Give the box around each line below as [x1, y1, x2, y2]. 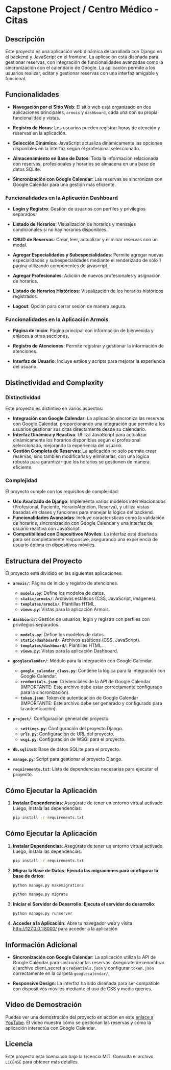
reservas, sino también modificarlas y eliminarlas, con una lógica [12, 453, 150, 459]
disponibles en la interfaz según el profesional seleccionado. [12, 145, 140, 151]
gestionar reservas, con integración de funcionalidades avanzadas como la [5, 59, 163, 65]
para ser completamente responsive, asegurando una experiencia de [12, 537, 158, 543]
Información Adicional [5, 940, 78, 949]
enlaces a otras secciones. [12, 333, 69, 339]
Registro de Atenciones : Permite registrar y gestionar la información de [12, 343, 164, 349]
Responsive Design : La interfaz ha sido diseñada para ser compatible [12, 980, 160, 987]
